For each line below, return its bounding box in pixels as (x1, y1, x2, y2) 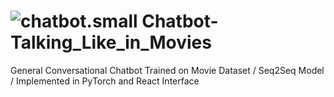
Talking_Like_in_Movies (10, 31, 212, 54)
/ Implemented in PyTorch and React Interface (10, 75, 200, 87)
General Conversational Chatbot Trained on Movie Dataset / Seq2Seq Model (10, 64, 325, 76)
